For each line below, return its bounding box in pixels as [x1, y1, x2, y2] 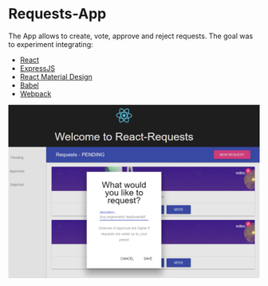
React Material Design [19, 72, 93, 81]
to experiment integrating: [8, 39, 93, 49]
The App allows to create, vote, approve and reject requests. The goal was [8, 31, 254, 41]
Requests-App [8, 5, 107, 23]
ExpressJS [19, 63, 56, 72]
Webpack [19, 88, 52, 98]
